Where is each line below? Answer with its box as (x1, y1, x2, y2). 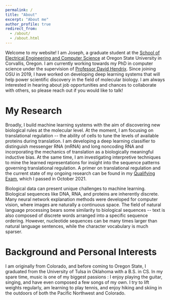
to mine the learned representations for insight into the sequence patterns (5, 159, 160, 165)
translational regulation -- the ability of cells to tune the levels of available (5, 132, 159, 138)
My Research (5, 105, 62, 117)
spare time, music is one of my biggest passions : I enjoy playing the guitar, (5, 274, 162, 280)
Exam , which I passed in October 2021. (5, 175, 87, 181)
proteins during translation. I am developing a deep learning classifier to (5, 138, 156, 144)
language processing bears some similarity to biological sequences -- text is (5, 207, 165, 213)
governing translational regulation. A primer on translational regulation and (5, 165, 161, 171)
